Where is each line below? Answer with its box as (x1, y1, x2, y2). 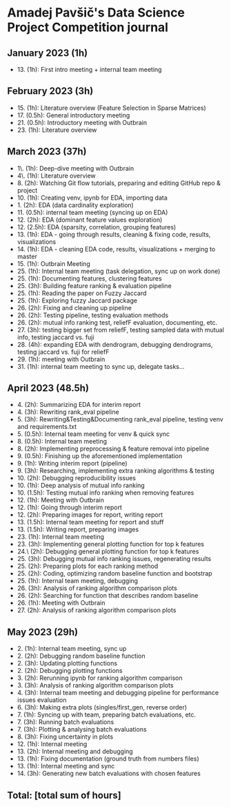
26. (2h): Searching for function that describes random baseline (17, 591, 199, 600)
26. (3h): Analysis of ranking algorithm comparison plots (17, 584, 177, 592)
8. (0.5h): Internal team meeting (17, 437, 108, 446)
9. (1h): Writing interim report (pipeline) (17, 459, 128, 468)
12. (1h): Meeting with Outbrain (17, 496, 105, 504)
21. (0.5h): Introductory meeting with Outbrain (17, 118, 148, 126)
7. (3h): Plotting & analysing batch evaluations (17, 725, 147, 734)
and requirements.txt (17, 423, 77, 431)
